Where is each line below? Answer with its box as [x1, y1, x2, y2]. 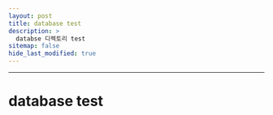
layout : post [8, 11, 53, 20]
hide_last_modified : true [8, 49, 96, 57]
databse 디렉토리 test [15, 34, 86, 43]
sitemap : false [8, 42, 60, 50]
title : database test [8, 19, 82, 28]
